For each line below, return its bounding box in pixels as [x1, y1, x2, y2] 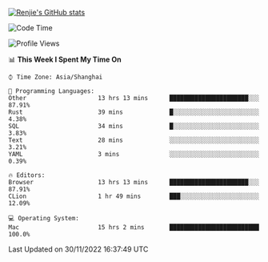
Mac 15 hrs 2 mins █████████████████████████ [8, 224, 260, 232]
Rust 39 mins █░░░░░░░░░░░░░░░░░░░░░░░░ [8, 108, 260, 116]
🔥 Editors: [8, 171, 46, 179]
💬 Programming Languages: [8, 87, 94, 95]
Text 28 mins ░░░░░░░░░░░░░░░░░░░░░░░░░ [8, 136, 260, 144]
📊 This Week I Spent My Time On [8, 54, 122, 64]
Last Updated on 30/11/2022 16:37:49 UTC [8, 244, 149, 254]
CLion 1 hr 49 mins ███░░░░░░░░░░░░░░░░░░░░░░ [8, 192, 260, 200]
